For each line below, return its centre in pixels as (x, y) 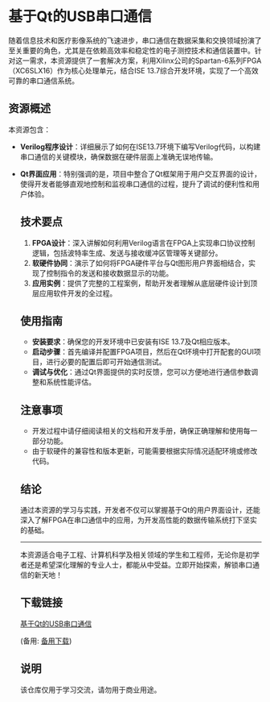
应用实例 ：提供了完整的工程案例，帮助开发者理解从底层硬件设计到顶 (145, 283)
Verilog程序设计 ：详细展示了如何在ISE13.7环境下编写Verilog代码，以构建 (140, 147)
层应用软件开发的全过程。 (74, 293)
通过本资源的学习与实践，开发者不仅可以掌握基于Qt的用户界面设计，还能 (140, 510)
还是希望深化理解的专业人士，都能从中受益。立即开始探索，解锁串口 (140, 565)
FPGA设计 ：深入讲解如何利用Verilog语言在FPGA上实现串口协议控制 (143, 243)
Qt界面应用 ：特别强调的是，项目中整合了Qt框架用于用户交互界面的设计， (141, 173)
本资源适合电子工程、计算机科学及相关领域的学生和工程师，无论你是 (133, 555)
